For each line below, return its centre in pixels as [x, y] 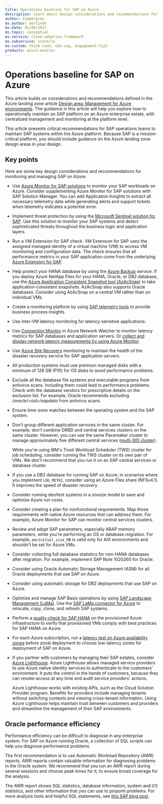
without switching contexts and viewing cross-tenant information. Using [84, 698]
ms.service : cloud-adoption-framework [44, 37]
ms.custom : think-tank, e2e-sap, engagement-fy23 [56, 46]
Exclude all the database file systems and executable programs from [81, 380]
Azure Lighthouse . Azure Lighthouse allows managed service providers [84, 663]
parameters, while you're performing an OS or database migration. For [82, 535]
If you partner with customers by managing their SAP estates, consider [83, 658]
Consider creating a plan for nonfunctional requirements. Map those [80, 509]
